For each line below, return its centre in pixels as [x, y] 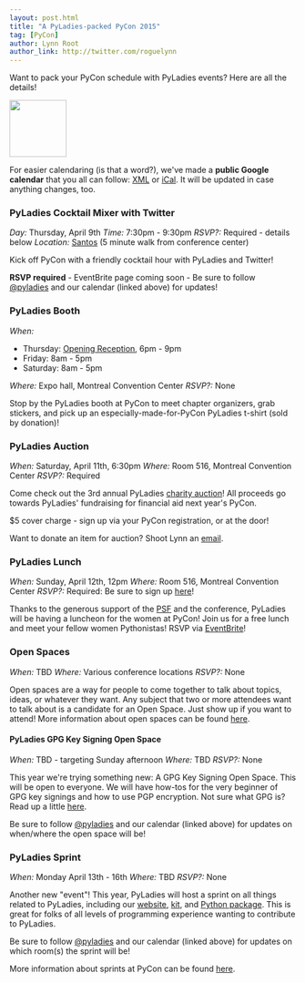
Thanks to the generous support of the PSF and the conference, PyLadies [148, 609]
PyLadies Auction [49, 445]
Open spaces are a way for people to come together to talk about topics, [146, 690]
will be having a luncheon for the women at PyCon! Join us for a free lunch [149, 619]
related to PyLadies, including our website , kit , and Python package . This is [150, 905]
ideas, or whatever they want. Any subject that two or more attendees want [151, 699]
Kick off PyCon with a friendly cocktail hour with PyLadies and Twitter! [142, 260]
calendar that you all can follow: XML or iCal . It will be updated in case [142, 179]
